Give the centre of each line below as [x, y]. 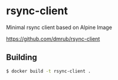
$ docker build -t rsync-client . [49, 71]
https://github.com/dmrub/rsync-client [53, 39]
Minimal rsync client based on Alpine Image [59, 27]
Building [22, 57]
